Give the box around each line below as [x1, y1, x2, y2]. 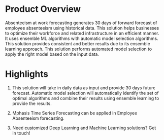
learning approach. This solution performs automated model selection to [5, 46, 152, 52]
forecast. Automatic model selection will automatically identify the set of [12, 90, 159, 96]
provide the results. [12, 100, 52, 106]
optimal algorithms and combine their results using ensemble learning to [12, 95, 159, 101]
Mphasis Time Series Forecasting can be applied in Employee [12, 110, 137, 116]
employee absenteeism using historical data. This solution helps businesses [5, 25, 159, 31]
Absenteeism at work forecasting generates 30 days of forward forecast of [5, 20, 158, 26]
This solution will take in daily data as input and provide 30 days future [12, 85, 156, 91]
